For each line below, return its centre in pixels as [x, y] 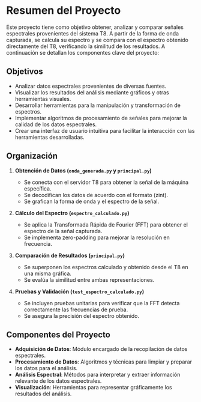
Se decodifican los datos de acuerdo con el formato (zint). [96, 195]
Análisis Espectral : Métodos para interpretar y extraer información [97, 375]
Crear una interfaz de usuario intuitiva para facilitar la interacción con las [105, 130]
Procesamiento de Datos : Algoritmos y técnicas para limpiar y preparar [103, 362]
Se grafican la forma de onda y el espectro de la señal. [91, 201]
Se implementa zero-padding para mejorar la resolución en [97, 237]
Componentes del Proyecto [58, 334]
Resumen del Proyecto [64, 11]
